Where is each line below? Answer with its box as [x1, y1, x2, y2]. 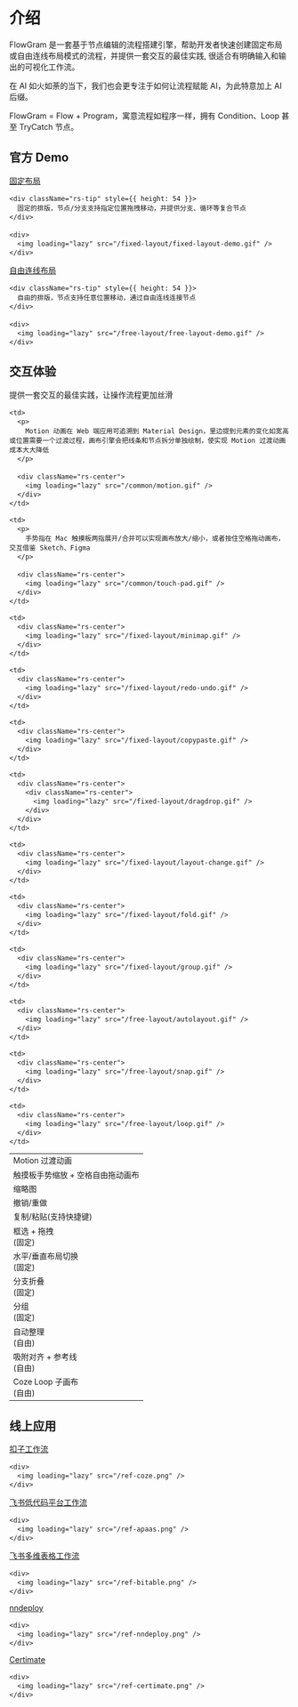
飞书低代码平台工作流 [9, 1497, 87, 1508]
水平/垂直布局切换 [12, 1251, 79, 1261]
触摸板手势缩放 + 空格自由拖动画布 [12, 1169, 140, 1180]
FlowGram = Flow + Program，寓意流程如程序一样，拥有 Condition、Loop [9, 110, 280, 121]
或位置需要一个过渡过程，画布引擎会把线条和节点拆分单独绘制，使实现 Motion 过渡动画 [9, 436, 286, 445]
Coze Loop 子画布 [12, 1376, 78, 1388]
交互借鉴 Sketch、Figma [9, 544, 91, 552]
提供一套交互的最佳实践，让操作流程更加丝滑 [9, 389, 173, 400]
